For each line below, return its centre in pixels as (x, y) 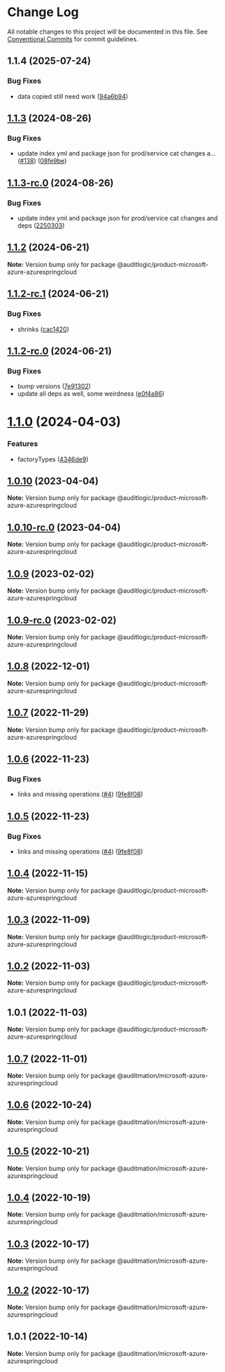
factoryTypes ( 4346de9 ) (53, 459)
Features (23, 444)
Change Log (43, 12)
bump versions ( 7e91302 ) (54, 387)
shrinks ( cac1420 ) (43, 329)
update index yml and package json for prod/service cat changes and (117, 218)
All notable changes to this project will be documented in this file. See (108, 32)
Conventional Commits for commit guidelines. (73, 39)
